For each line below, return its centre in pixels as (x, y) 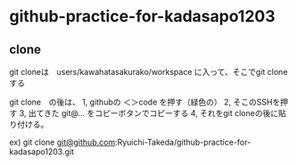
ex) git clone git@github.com (62, 142)
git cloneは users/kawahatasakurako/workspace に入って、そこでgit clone (148, 72)
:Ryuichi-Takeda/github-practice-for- (183, 142)
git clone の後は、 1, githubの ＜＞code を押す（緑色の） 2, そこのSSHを (145, 102)
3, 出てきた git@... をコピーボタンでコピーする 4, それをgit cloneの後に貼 (153, 113)
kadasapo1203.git (41, 152)
